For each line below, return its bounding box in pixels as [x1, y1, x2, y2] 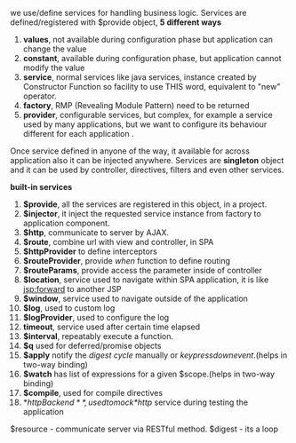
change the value [22, 44, 87, 54]
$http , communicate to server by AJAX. [22, 227, 170, 238]
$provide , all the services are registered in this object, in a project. [22, 199, 268, 210]
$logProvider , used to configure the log [22, 312, 170, 322]
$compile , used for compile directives [22, 388, 164, 398]
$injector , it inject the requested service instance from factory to [22, 209, 261, 218]
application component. [22, 218, 110, 228]
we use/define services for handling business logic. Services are [10, 8, 247, 18]
